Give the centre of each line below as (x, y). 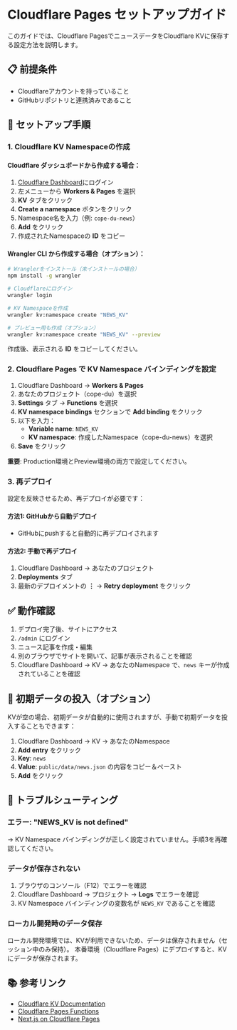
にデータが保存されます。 (44, 959)
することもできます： (44, 726)
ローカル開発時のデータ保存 (55, 924)
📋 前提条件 (32, 70)
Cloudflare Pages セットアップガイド (117, 15)
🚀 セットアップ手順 (49, 125)
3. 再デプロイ (30, 481)
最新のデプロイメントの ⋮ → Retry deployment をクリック (104, 586)
